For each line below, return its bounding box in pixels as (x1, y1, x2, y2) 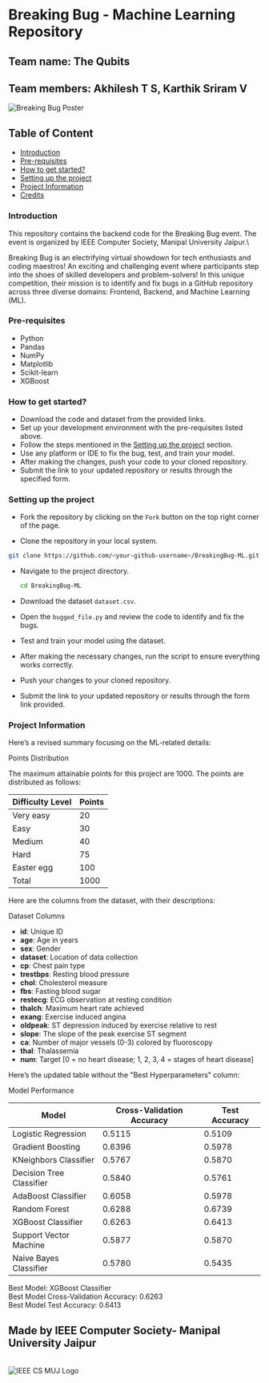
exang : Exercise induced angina (19, 1012, 126, 1022)
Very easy (12, 810, 50, 821)
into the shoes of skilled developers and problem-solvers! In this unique (8, 270, 245, 279)
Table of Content (8, 126, 94, 140)
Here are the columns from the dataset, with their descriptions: (8, 896, 216, 906)
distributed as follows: (8, 777, 82, 787)
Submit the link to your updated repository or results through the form (19, 691, 251, 701)
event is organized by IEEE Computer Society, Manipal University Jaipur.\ (8, 237, 250, 246)
